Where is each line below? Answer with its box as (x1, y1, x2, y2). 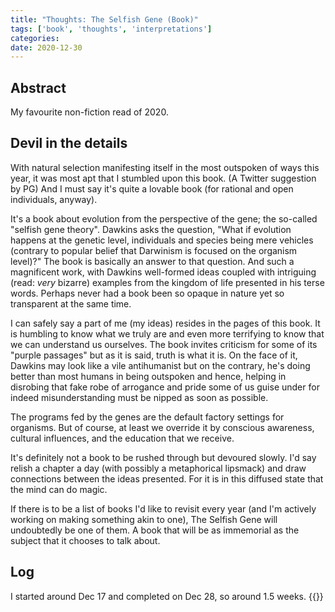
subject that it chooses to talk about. (10, 534, 161, 546)
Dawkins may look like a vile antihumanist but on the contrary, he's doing (10, 359, 311, 371)
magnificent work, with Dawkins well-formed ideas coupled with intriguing (10, 266, 317, 278)
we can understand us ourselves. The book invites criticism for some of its (10, 338, 318, 350)
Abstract (10, 79, 67, 96)
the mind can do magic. (10, 483, 108, 495)
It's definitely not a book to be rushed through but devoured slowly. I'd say (10, 451, 317, 463)
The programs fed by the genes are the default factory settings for (10, 411, 285, 423)
